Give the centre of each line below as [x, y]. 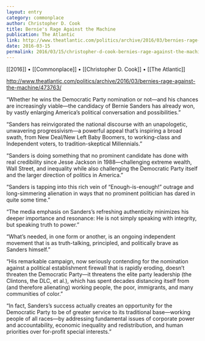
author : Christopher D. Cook [43, 23]
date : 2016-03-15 [28, 46]
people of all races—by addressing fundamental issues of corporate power [101, 318]
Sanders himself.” [28, 249]
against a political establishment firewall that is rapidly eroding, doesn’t [95, 268]
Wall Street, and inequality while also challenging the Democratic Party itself [102, 168]
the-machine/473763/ [34, 87]
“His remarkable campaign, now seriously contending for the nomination [97, 261]
